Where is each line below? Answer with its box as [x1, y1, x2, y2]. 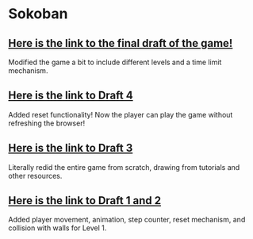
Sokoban [8, 5, 68, 23]
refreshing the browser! [8, 118, 86, 128]
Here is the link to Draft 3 [8, 141, 133, 155]
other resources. [8, 171, 63, 180]
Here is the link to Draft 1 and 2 [8, 194, 161, 207]
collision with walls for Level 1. [8, 223, 107, 233]
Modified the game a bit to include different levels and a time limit [8, 57, 222, 67]
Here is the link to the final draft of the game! [8, 37, 233, 50]
